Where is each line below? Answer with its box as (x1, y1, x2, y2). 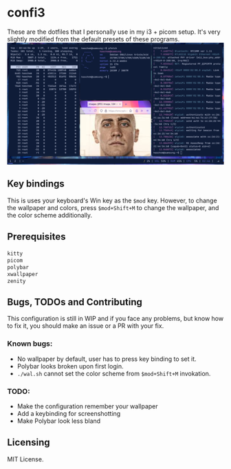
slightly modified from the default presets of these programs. (7, 34, 180, 43)
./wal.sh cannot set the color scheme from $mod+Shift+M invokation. (16, 369, 211, 377)
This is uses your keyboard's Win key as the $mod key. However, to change (7, 196, 218, 205)
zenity (7, 278, 26, 284)
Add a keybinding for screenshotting (16, 409, 121, 417)
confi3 (7, 5, 46, 21)
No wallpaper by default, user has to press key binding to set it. (16, 355, 197, 363)
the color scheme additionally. (7, 211, 93, 219)
